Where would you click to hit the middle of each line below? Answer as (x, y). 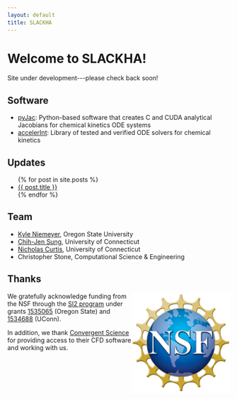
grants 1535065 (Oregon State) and (59, 311)
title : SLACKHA (30, 22)
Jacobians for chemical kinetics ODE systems (84, 125)
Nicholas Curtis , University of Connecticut (79, 249)
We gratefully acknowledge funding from (67, 296)
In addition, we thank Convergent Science (68, 332)
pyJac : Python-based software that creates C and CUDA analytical (115, 118)
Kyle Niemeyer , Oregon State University (75, 234)
